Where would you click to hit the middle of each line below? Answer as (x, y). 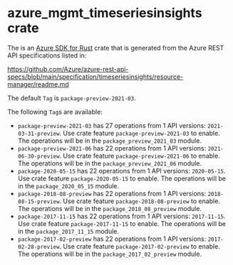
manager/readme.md (38, 84)
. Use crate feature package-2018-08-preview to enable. (140, 201)
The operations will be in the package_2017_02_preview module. (109, 254)
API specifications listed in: (47, 55)
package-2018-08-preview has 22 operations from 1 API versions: (112, 193)
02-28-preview (38, 247)
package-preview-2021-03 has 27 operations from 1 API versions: (112, 125)
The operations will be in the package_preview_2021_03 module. (109, 141)
